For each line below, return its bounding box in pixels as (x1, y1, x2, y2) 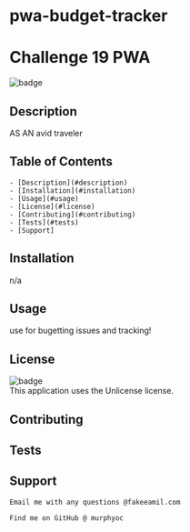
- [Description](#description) (9, 178, 128, 187)
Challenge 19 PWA (9, 47, 151, 68)
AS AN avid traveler (9, 127, 84, 138)
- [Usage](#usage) (9, 194, 79, 203)
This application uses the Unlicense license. (9, 386, 175, 396)
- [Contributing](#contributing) (9, 210, 136, 219)
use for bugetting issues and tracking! (9, 325, 152, 336)
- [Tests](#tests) (9, 217, 79, 227)
